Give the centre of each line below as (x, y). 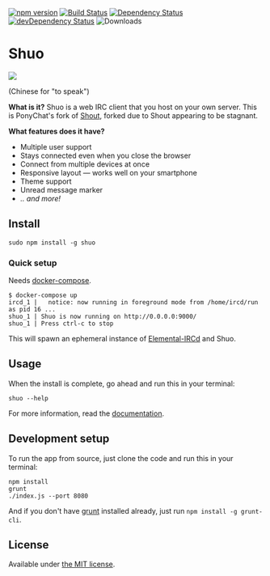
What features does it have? (57, 131)
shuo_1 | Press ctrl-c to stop (61, 324)
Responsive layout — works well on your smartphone (109, 172)
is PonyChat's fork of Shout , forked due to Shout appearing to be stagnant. (133, 115)
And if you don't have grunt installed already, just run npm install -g (123, 510)
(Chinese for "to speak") (49, 91)
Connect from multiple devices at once (85, 164)
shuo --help (28, 398)
